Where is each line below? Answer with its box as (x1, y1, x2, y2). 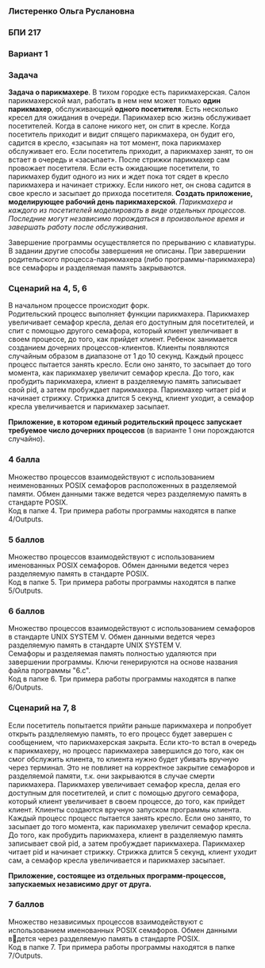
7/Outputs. (8, 951, 44, 960)
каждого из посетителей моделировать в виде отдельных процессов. (8, 206, 247, 215)
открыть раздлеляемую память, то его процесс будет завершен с (8, 728, 232, 739)
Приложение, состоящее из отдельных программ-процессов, (8, 870, 226, 880)
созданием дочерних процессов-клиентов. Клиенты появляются (8, 343, 229, 352)
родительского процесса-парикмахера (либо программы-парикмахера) (8, 255, 255, 264)
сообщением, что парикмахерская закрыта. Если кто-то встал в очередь (8, 737, 257, 747)
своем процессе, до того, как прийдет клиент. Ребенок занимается (8, 335, 238, 344)
